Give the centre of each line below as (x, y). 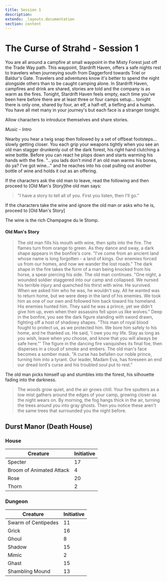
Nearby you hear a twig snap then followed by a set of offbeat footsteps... (81, 139)
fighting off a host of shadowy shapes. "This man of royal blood (83, 322)
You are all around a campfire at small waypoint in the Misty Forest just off (81, 62)
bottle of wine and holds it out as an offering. (51, 171)
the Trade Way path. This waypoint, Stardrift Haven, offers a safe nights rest (83, 67)
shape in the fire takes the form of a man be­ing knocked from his (84, 269)
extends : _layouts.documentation (40, 19)
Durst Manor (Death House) (49, 426)
